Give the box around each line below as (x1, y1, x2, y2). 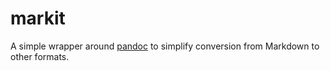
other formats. (10, 50, 70, 62)
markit (10, 7, 66, 30)
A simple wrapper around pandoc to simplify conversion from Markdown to (10, 40, 320, 52)
